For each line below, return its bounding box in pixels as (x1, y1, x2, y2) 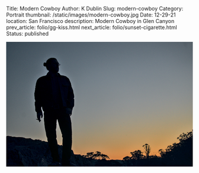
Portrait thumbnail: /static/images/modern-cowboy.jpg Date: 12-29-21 (6, 11, 176, 18)
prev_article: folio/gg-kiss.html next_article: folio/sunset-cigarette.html (6, 24, 178, 31)
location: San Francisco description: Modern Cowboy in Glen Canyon (6, 18, 175, 24)
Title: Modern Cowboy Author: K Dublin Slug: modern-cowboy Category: (6, 5, 184, 12)
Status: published (6, 30, 49, 37)
